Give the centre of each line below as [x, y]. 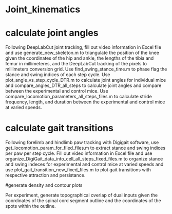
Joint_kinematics [43, 10]
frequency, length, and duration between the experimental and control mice [85, 102]
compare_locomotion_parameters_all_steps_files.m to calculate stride [79, 97]
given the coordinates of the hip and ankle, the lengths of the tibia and [80, 58]
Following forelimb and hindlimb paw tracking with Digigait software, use [82, 142]
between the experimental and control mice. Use [57, 91]
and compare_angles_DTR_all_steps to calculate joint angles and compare [83, 85]
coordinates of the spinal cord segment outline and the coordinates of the [83, 201]
